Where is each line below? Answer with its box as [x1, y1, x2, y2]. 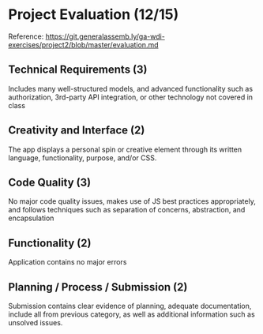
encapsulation [8, 213, 54, 223]
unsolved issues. [8, 318, 63, 327]
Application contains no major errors [8, 257, 127, 267]
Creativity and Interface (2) [8, 124, 145, 137]
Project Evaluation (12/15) [8, 6, 179, 24]
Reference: [8, 32, 44, 41]
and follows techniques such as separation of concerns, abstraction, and [8, 205, 246, 215]
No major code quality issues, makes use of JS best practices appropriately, [8, 197, 257, 206]
